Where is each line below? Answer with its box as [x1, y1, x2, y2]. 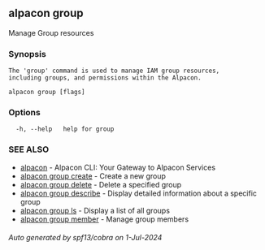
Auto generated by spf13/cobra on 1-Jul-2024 [8, 233, 163, 243]
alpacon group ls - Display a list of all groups [20, 205, 171, 215]
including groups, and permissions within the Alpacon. [8, 74, 202, 82]
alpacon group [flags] [8, 88, 85, 97]
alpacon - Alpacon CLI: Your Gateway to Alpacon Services [20, 162, 216, 172]
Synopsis [8, 48, 46, 59]
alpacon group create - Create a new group [20, 170, 167, 181]
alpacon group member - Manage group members [20, 214, 189, 224]
